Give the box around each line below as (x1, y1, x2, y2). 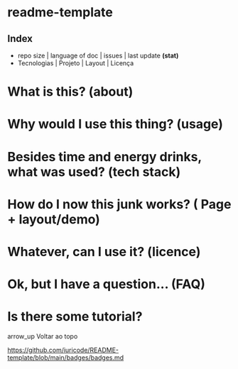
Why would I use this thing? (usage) (7, 116, 224, 132)
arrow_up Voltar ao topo (7, 332, 78, 341)
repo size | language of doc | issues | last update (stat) (17, 51, 179, 60)
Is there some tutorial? (7, 309, 143, 325)
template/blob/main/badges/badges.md (7, 353, 124, 362)
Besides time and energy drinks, (7, 148, 202, 165)
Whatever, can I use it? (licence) (7, 243, 201, 260)
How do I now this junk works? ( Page (7, 196, 232, 212)
